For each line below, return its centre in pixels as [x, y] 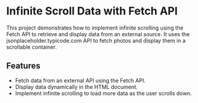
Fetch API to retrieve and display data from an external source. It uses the [98, 34]
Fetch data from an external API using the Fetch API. [80, 80]
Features [23, 66]
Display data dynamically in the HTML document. [76, 87]
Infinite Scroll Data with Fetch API [92, 11]
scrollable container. [31, 47]
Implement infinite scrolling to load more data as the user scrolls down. [103, 93]
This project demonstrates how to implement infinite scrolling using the [95, 28]
